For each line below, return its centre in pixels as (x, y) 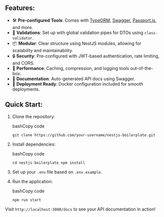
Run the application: (32, 181)
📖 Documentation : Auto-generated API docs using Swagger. (74, 79)
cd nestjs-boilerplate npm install (49, 163)
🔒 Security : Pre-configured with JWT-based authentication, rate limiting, (86, 56)
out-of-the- (142, 68)
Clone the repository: (34, 116)
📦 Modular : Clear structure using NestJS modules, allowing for (77, 43)
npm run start (27, 200)
